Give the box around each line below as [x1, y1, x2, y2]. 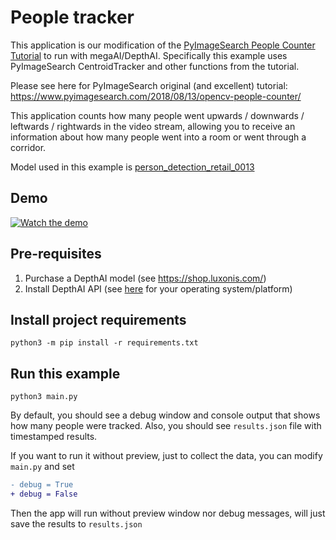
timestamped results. [10, 431, 98, 443]
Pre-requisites [10, 246, 102, 263]
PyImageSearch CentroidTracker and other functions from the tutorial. [10, 60, 300, 72]
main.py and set [10, 461, 75, 473]
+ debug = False [10, 489, 78, 500]
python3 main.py [10, 392, 78, 402]
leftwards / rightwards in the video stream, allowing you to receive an [10, 120, 296, 132]
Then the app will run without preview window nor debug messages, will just [10, 507, 326, 519]
